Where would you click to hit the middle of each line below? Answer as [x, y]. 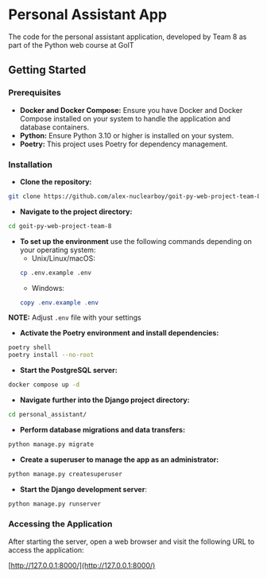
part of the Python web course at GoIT [71, 45]
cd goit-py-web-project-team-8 [60, 226]
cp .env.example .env [55, 273]
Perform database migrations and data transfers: [102, 429]
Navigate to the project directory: [76, 211]
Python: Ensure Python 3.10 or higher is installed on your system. [127, 135]
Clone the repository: [56, 181]
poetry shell [30, 347]
